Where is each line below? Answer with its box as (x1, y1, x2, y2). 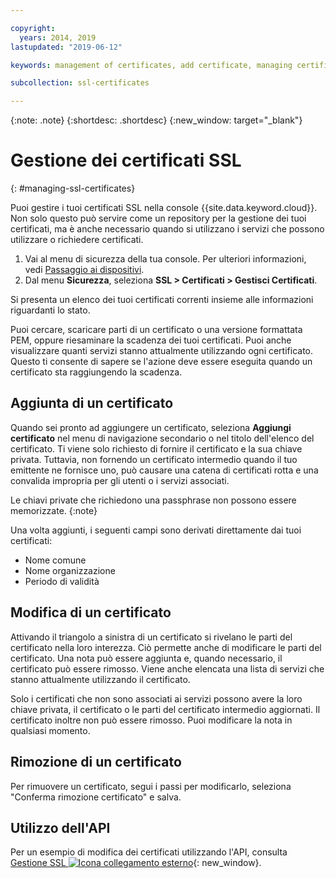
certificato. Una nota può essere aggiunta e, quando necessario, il (10, 652, 283, 664)
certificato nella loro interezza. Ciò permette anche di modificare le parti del (10, 641, 322, 653)
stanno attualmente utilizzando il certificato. (10, 673, 191, 685)
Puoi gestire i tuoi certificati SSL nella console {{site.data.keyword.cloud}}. (10, 202, 318, 214)
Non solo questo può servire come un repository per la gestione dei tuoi (10, 212, 307, 225)
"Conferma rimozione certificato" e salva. (10, 791, 182, 803)
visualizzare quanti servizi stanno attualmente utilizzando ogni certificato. (10, 345, 314, 357)
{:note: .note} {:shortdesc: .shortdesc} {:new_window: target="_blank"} (10, 114, 303, 126)
